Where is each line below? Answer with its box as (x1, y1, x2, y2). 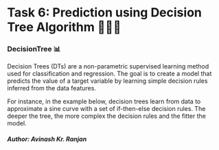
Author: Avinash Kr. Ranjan (7, 135, 87, 143)
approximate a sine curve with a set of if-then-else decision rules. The (7, 105, 206, 113)
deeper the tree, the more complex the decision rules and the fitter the (7, 112, 206, 121)
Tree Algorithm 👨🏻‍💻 (7, 19, 122, 35)
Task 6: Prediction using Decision (7, 5, 203, 21)
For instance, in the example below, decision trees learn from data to (7, 97, 201, 105)
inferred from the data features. (7, 84, 96, 92)
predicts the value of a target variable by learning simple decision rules (7, 77, 208, 85)
